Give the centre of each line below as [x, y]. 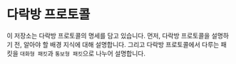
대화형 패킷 [34, 54]
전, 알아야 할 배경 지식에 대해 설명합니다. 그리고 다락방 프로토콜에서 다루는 [117, 44]
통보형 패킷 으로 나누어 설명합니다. [100, 53]
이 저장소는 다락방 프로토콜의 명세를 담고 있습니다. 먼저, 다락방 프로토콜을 [108, 36]
